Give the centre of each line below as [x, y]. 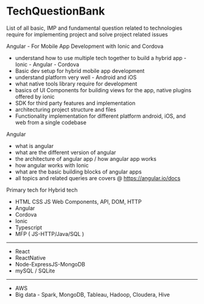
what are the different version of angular [66, 152]
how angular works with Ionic [52, 165]
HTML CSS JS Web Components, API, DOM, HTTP [78, 201]
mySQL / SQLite [35, 271]
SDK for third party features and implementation [75, 103]
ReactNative [30, 258]
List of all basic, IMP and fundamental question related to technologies [94, 28]
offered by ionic [35, 96]
